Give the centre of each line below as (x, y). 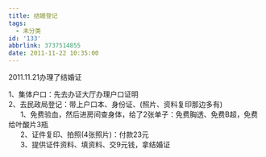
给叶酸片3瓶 (28, 124)
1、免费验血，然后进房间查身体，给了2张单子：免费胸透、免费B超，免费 (139, 114)
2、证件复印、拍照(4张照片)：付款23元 (84, 134)
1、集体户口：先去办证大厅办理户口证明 (73, 94)
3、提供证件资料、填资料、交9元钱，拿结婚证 (95, 145)
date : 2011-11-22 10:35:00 (54, 53)
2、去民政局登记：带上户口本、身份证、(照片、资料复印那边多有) (116, 104)
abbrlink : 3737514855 (45, 46)
